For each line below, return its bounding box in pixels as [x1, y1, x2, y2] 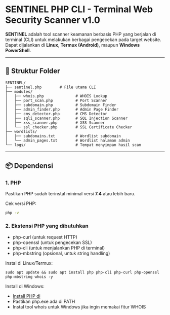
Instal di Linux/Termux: [5, 260, 53, 266]
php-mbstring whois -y [5, 274, 53, 279]
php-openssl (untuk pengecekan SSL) [12, 239, 92, 246]
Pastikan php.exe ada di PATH [12, 298, 75, 304]
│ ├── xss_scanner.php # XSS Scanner [5, 120, 105, 125]
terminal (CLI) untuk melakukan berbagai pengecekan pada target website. [5, 37, 162, 43]
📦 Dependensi [5, 161, 53, 170]
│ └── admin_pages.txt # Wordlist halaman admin [5, 138, 130, 143]
